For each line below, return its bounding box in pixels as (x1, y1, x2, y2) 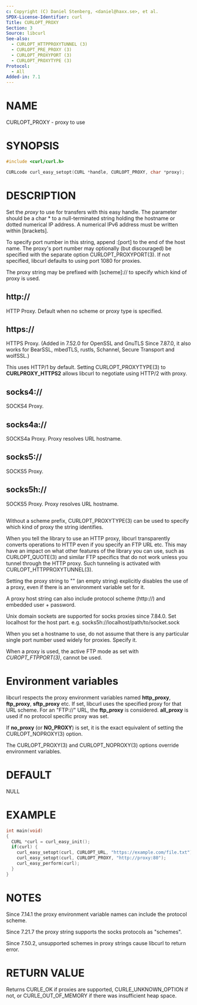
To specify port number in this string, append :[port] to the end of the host (6, 238, 186, 245)
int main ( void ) (6, 828, 43, 834)
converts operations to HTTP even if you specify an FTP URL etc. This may (6, 541, 187, 548)
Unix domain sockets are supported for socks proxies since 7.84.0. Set (6, 613, 176, 620)
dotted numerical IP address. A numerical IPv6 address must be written (6, 221, 178, 228)
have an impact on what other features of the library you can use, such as (6, 547, 185, 554)
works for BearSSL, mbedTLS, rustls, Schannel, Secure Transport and (6, 346, 175, 353)
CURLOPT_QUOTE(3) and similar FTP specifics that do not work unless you (6, 553, 188, 560)
